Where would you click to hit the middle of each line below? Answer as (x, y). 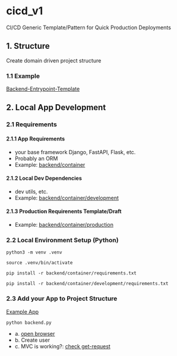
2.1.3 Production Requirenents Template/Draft (64, 211)
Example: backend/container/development (67, 198)
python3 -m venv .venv (34, 252)
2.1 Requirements (32, 124)
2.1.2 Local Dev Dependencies (44, 178)
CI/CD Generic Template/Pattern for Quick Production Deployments (88, 27)
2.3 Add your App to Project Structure (62, 299)
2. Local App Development (56, 107)
